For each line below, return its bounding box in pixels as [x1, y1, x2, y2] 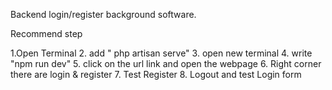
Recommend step [10, 28, 83, 39]
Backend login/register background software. [10, 9, 197, 20]
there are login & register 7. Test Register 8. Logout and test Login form [10, 69, 302, 80]
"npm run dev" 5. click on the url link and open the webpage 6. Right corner [10, 58, 322, 69]
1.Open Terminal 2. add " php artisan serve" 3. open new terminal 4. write [10, 47, 313, 59]
